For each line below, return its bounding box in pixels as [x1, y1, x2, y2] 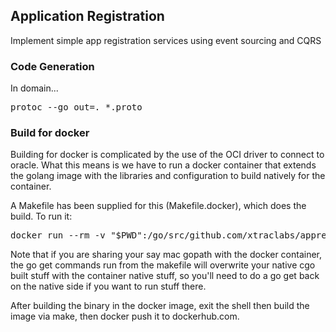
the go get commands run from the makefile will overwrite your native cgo [10, 259, 316, 271]
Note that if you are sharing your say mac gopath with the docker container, [10, 249, 323, 261]
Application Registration [10, 8, 165, 25]
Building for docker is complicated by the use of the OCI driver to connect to [10, 149, 325, 161]
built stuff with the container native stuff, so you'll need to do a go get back [10, 270, 320, 282]
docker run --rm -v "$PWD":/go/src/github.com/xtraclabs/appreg [10, 230, 333, 241]
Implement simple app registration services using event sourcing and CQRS [10, 34, 322, 46]
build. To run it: [10, 210, 73, 223]
